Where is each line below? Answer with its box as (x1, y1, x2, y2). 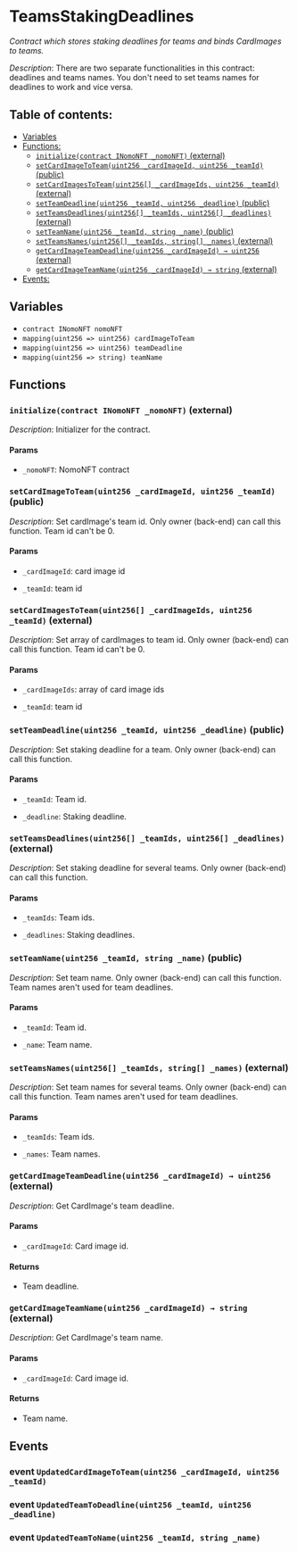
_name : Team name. (21, 1039, 93, 1050)
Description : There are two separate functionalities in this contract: (9, 62, 255, 73)
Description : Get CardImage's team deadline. (9, 1200, 175, 1211)
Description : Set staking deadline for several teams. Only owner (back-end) (9, 863, 287, 874)
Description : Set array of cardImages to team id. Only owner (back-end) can (9, 635, 289, 645)
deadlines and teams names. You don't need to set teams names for (9, 71, 260, 82)
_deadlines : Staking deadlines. (21, 930, 136, 941)
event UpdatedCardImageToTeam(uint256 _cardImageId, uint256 (9, 1465, 280, 1478)
